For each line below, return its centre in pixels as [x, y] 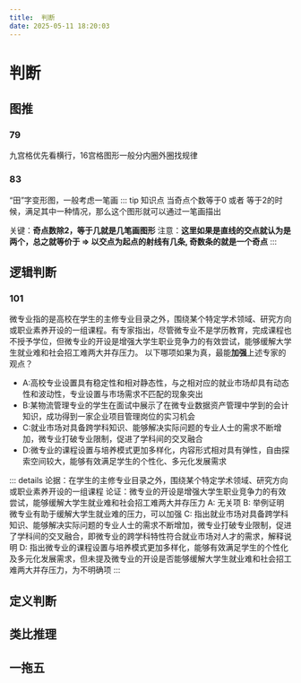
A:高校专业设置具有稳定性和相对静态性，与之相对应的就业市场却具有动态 [155, 383]
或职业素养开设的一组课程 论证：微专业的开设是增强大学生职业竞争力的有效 [148, 492]
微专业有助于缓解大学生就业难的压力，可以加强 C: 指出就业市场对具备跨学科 [149, 514]
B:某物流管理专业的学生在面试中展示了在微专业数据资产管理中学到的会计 [155, 405]
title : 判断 [32, 17]
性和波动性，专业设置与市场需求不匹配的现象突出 [112, 394]
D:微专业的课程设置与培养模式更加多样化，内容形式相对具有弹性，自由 [152, 450]
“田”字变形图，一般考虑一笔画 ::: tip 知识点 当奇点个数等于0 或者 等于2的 [142, 200]
